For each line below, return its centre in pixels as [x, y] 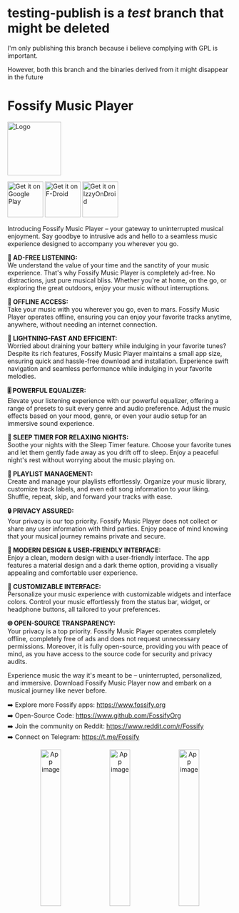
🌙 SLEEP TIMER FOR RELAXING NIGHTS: [68, 437]
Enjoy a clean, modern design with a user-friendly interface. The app [108, 557]
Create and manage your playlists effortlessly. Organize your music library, [117, 481]
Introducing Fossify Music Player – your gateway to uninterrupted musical [116, 228]
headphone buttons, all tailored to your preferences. [84, 609]
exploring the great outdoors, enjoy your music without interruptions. [109, 287]
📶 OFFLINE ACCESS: [38, 302]
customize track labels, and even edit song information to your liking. [109, 489]
